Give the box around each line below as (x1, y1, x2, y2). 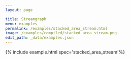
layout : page (5, 7, 33, 13)
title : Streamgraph (5, 16, 47, 22)
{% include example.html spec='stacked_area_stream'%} (5, 49, 125, 55)
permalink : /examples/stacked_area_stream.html (5, 26, 108, 31)
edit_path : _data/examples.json (5, 35, 74, 40)
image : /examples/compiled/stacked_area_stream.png (5, 31, 117, 36)
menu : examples (5, 21, 38, 26)
